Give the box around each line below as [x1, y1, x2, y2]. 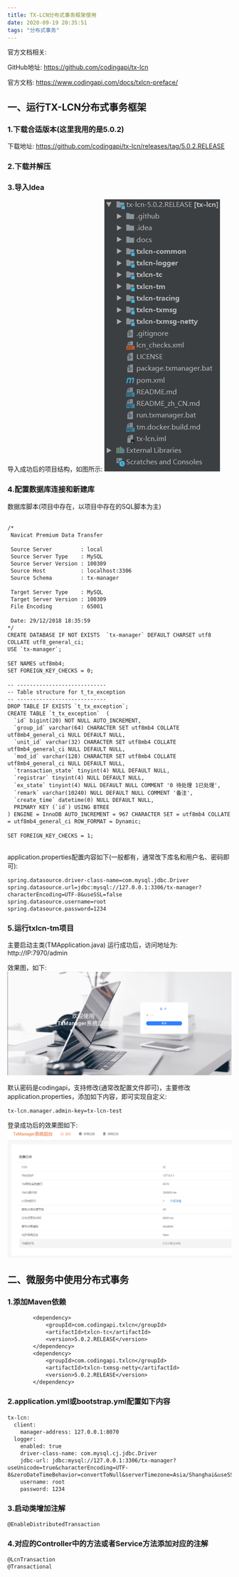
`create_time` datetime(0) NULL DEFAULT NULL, [14, 796, 154, 803]
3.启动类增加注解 [7, 1503, 66, 1513]
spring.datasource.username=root [7, 898, 107, 906]
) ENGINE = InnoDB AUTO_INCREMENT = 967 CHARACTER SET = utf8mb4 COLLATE [7, 811, 231, 818]
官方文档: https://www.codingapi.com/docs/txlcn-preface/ [7, 78, 179, 87]
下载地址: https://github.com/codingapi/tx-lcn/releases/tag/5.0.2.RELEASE [7, 142, 225, 151]
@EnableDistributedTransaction [7, 1521, 100, 1528]
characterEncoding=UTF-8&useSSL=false [7, 891, 122, 898]
